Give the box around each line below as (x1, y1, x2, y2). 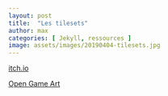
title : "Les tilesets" (8, 19, 89, 27)
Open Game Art (8, 79, 61, 89)
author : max (8, 26, 48, 34)
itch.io (8, 63, 29, 73)
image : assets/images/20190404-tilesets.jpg (8, 42, 161, 50)
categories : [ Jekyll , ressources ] (8, 34, 132, 42)
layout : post (8, 11, 52, 20)
